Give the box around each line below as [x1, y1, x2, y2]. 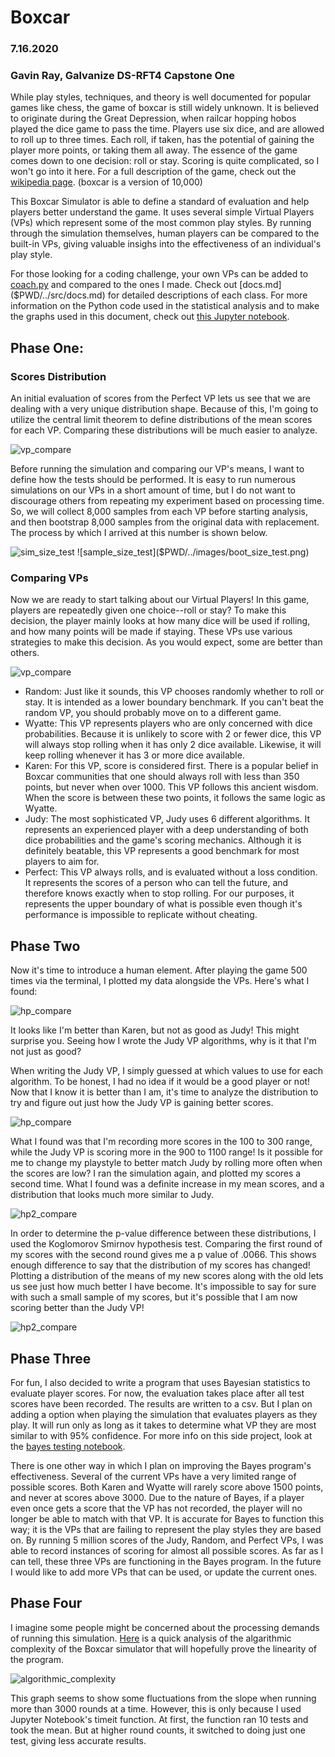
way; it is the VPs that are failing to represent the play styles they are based [10, 1524, 322, 1536]
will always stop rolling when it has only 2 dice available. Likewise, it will [24, 739, 322, 751]
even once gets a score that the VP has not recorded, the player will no [10, 1502, 303, 1515]
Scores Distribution [10, 369, 107, 383]
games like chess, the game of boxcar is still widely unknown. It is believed [10, 102, 320, 114]
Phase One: [10, 339, 84, 356]
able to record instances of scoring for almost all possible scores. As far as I [10, 1545, 324, 1557]
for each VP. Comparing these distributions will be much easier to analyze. [10, 424, 318, 436]
